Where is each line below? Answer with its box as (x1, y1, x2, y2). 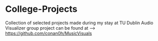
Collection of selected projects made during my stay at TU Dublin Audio (5, 20, 153, 26)
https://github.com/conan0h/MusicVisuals (5, 30, 92, 36)
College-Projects (5, 3, 78, 15)
